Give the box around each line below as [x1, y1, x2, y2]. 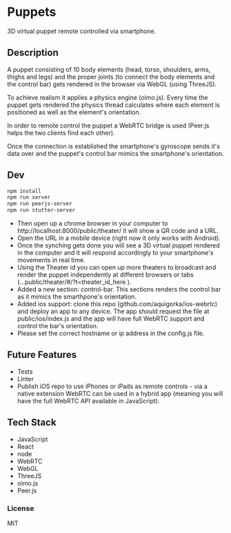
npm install [7, 188, 41, 194]
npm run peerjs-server [7, 201, 72, 208]
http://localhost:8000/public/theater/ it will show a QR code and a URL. [17, 227, 219, 235]
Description [7, 47, 59, 59]
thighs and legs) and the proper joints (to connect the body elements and [7, 72, 215, 81]
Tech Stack [7, 416, 57, 428]
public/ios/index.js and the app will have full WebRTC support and [17, 314, 205, 323]
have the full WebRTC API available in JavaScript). [17, 396, 160, 405]
